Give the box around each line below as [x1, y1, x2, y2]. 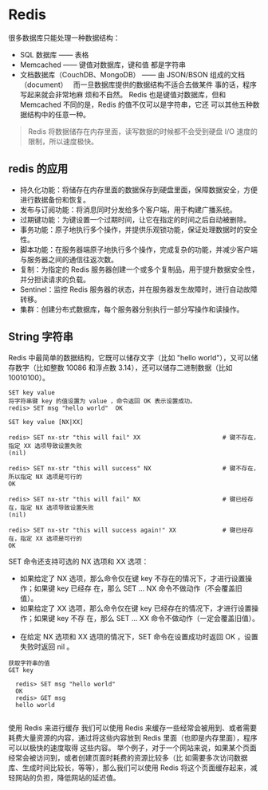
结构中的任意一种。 [26, 109, 90, 119]
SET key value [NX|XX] [8, 418, 84, 426]
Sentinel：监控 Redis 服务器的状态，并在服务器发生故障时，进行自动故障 [19, 285, 258, 294]
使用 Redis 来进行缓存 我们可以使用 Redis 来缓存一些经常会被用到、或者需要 [8, 723, 258, 733]
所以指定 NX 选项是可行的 [8, 473, 82, 481]
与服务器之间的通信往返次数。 [19, 254, 118, 264]
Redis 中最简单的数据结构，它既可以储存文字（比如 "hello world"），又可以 [8, 352, 251, 362]
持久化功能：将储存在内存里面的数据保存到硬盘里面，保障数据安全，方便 [19, 185, 258, 195]
